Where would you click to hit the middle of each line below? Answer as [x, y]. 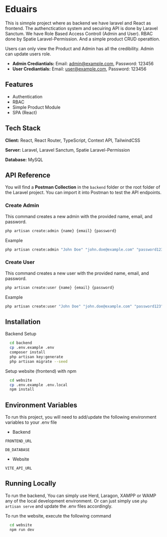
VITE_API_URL [19, 468]
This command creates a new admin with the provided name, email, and [79, 216]
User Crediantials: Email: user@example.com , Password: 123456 [79, 69]
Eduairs [21, 9]
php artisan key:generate [37, 357]
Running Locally [31, 483]
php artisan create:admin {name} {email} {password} [61, 231]
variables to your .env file [31, 422]
